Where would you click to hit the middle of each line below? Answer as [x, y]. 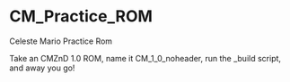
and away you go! [42, 68]
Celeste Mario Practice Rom [61, 41]
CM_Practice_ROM [81, 16]
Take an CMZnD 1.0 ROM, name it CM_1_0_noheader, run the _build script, [145, 58]
